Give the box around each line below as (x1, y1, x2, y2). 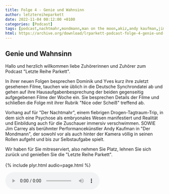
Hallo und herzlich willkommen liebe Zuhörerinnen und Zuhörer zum (5, 63, 146, 69)
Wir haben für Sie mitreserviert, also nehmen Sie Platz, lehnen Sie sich (5, 146, 151, 152)
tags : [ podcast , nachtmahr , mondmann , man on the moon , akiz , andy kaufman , (5, 26, 158, 31)
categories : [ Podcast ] (5, 21, 53, 27)
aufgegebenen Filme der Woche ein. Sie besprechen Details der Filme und (5, 94, 159, 100)
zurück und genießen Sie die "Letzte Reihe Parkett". (5, 151, 113, 157)
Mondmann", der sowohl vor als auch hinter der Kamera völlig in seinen (5, 131, 153, 137)
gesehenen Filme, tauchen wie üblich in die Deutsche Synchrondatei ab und (5, 83, 163, 89)
